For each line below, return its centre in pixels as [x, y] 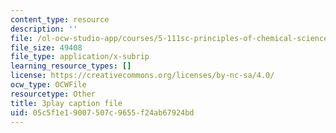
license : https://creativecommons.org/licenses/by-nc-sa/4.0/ [142, 76]
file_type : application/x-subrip [80, 57]
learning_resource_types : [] [71, 66]
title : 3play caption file [66, 103]
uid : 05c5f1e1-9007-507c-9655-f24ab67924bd [102, 112]
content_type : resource [60, 19]
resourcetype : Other [53, 94]
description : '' [44, 29]
